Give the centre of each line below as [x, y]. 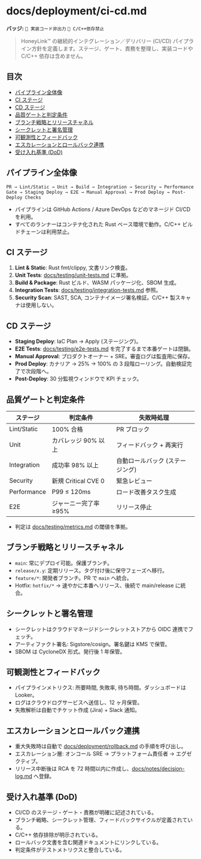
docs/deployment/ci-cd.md [77, 11]
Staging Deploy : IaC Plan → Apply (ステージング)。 [78, 342]
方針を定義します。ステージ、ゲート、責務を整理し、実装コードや [112, 48]
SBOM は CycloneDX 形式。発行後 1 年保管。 [70, 651]
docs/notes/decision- [158, 769]
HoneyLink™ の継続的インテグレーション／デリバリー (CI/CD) [96, 41]
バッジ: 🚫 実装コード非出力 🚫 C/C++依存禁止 [55, 28]
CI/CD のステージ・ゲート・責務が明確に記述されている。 [86, 812]
